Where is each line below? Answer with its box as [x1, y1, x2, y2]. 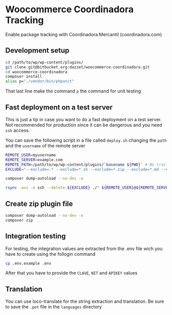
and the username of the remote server [5, 142, 85, 149]
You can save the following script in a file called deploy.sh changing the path [5, 137, 167, 143]
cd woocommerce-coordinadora [5, 69, 68, 75]
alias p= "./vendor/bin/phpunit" [5, 79, 74, 84]
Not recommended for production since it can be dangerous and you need [5, 122, 162, 128]
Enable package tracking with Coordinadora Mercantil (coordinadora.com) [5, 31, 162, 37]
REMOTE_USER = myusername [5, 152, 56, 157]
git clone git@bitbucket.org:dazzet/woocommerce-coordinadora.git [5, 64, 150, 70]
